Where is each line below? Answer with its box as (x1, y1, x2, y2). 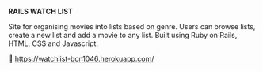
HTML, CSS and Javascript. (8, 39, 99, 48)
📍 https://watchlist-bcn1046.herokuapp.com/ (8, 54, 154, 63)
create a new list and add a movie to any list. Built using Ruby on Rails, (8, 31, 238, 39)
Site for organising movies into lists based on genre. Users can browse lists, (8, 22, 256, 31)
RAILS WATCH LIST (8, 7, 73, 16)
